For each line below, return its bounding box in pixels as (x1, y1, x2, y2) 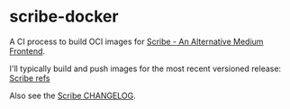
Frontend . (9, 45, 46, 56)
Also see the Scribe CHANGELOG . (9, 90, 137, 101)
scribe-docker (9, 6, 119, 27)
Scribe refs (9, 72, 50, 83)
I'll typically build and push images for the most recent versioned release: (9, 63, 282, 74)
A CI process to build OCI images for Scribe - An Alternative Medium (9, 36, 264, 47)
